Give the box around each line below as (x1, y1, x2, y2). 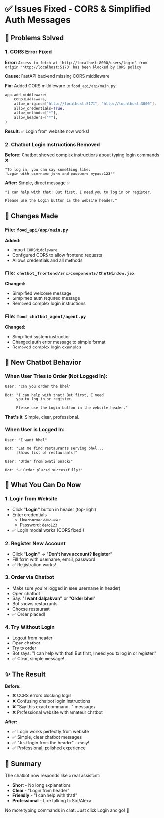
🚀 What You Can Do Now (5, 480, 81, 489)
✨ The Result (5, 670, 46, 678)
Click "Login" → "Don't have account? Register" (12, 551, 113, 557)
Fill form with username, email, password (12, 556, 95, 562)
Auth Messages (5, 14, 71, 25)
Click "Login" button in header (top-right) (12, 506, 97, 513)
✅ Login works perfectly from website (12, 728, 89, 734)
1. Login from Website (5, 495, 58, 502)
